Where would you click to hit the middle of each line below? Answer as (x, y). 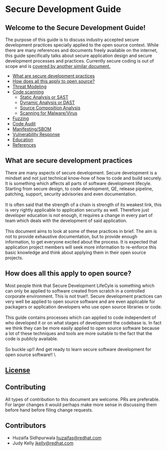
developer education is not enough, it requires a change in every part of (79, 215)
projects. (14, 257)
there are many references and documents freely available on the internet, (82, 50)
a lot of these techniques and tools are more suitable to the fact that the (79, 333)
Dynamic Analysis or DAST (47, 102)
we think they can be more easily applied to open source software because (82, 328)
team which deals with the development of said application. (66, 220)
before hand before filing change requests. (49, 410)
